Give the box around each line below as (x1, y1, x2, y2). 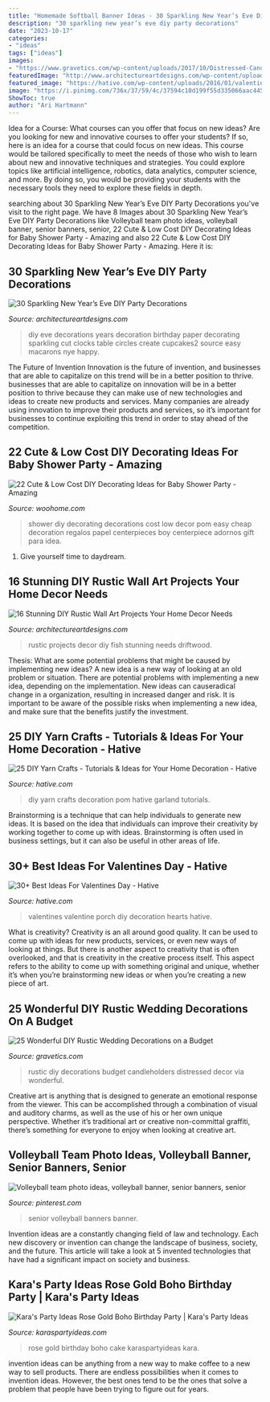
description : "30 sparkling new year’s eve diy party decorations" (8, 19, 239, 27)
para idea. (27, 536, 62, 546)
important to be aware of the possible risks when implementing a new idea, (8, 698, 257, 708)
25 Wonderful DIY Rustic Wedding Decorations (8, 1002, 248, 1016)
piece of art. (8, 979, 49, 988)
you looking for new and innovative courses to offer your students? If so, (8, 132, 249, 141)
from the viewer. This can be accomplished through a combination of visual (8, 1100, 258, 1109)
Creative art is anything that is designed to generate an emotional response (8, 1091, 258, 1101)
